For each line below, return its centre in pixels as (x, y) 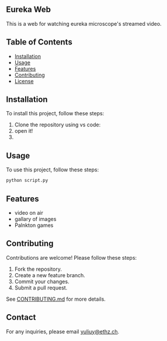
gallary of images (35, 219)
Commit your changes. (42, 281)
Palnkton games (34, 225)
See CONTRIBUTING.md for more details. (56, 299)
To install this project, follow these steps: (55, 113)
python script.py (27, 181)
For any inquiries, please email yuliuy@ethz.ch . (63, 331)
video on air (29, 212)
